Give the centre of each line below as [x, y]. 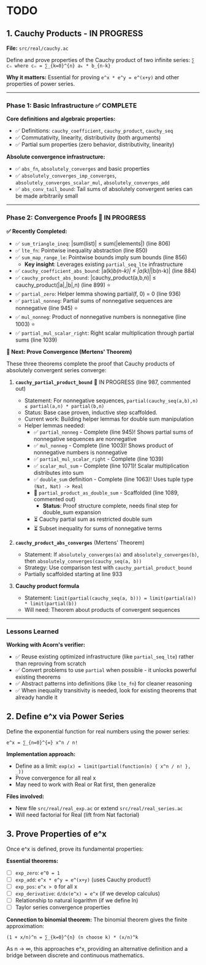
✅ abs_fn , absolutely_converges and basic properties [82, 169]
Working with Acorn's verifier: [46, 644]
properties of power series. [41, 84]
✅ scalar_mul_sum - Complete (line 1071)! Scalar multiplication [111, 466]
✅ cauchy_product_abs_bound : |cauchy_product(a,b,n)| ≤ [86, 278]
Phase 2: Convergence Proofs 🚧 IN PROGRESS [76, 217]
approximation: [25, 926]
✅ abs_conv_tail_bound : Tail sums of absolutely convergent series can [104, 189]
